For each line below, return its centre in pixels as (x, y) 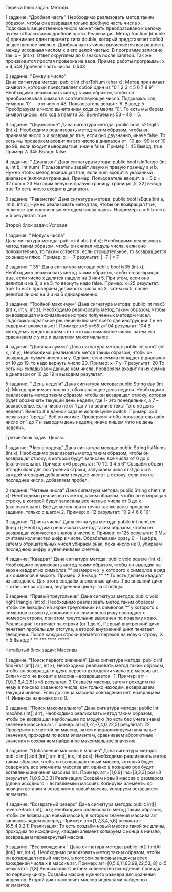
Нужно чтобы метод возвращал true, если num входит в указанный (79, 172)
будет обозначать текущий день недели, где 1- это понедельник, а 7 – (82, 400)
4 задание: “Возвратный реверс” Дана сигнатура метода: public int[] (81, 804)
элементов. (18, 885)
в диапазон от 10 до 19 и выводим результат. (54, 374)
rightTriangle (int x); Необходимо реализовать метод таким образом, (81, 602)
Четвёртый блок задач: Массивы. (42, 650)
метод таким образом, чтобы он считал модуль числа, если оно (76, 246)
